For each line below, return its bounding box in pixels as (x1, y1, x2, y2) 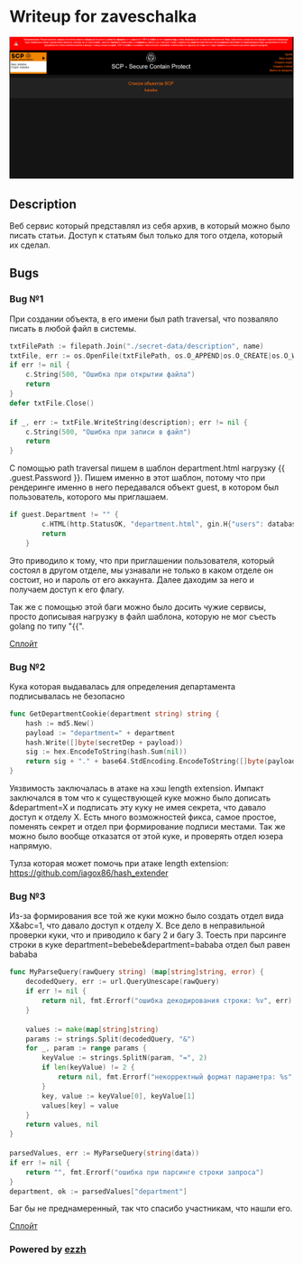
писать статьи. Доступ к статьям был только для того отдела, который (9, 230, 283, 240)
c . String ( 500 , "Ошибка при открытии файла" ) (25, 370, 196, 379)
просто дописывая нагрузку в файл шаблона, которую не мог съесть (9, 611, 277, 622)
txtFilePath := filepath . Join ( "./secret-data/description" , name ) (9, 342, 264, 351)
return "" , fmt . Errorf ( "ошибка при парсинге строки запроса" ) (25, 1167, 264, 1176)
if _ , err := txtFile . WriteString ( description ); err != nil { (9, 417, 248, 426)
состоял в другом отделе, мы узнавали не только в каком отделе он (9, 565, 273, 576)
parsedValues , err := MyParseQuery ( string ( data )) (9, 1149, 200, 1158)
